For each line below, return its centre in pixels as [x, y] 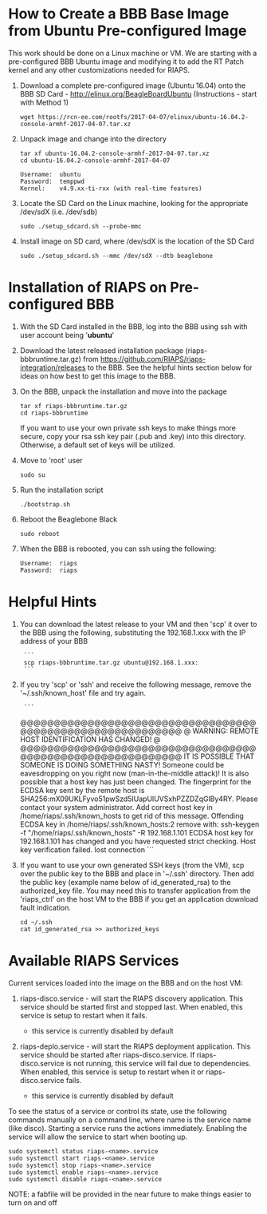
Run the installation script [61, 490]
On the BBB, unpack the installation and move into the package [123, 391]
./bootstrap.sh [45, 504]
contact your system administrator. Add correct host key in [116, 807]
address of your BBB [54, 641]
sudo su [32, 475]
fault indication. [45, 907]
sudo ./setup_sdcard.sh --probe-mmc [80, 226]
